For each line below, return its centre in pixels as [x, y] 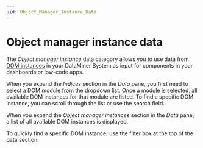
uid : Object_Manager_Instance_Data [52, 12]
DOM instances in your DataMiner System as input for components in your [100, 65]
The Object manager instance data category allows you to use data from [98, 59]
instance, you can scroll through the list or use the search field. [85, 103]
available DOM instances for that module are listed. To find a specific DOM [100, 97]
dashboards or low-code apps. [45, 72]
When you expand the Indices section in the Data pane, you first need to [98, 83]
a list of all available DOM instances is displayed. [67, 121]
